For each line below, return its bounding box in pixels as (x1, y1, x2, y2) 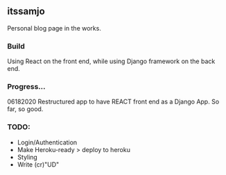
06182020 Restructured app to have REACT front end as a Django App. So (7, 97, 220, 106)
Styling (17, 153, 38, 161)
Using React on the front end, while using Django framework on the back (7, 57, 216, 65)
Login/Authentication (17, 138, 78, 147)
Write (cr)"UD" (17, 160, 60, 169)
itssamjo (7, 6, 45, 17)
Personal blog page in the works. (7, 24, 102, 32)
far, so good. (7, 105, 44, 113)
